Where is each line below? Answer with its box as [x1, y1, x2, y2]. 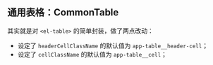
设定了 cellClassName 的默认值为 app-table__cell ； [17, 50, 168, 58]
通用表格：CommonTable [7, 6, 119, 19]
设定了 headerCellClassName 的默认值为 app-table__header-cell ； [17, 41, 209, 50]
